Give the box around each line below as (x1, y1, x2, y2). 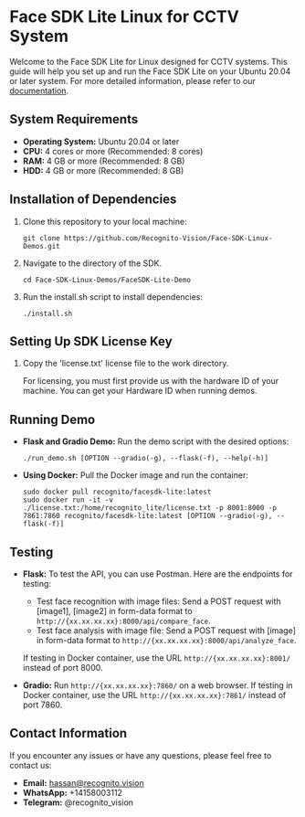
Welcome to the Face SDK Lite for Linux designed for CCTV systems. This (9, 56, 288, 67)
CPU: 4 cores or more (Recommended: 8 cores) (22, 145, 204, 156)
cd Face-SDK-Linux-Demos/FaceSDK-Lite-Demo (22, 275, 192, 284)
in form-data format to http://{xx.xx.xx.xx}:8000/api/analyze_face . (36, 635, 297, 645)
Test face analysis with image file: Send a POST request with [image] (36, 625, 297, 636)
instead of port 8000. (22, 663, 103, 673)
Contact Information (9, 726, 128, 741)
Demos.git (22, 241, 61, 250)
